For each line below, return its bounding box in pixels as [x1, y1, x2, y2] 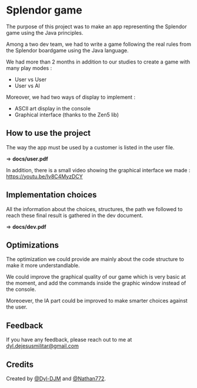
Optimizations [6, 240, 59, 250]
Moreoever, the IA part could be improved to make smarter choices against [6, 297, 188, 305]
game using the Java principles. [6, 29, 84, 36]
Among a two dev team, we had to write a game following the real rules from [6, 41, 191, 48]
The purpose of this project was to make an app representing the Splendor [6, 23, 187, 30]
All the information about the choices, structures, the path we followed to [6, 205, 183, 212]
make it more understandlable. [6, 262, 81, 269]
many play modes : [6, 64, 52, 71]
